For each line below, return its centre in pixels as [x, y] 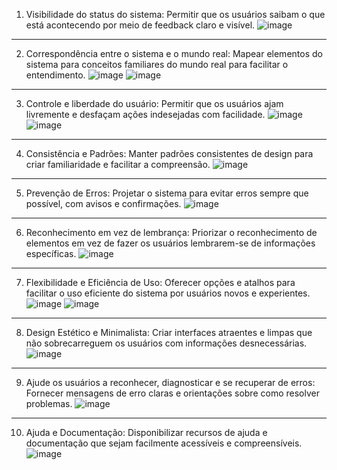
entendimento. [55, 75]
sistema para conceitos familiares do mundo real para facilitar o [157, 64]
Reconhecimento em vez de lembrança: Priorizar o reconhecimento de [171, 232]
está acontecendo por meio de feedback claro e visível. [140, 25]
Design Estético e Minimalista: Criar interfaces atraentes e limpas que [169, 332]
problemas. [49, 403]
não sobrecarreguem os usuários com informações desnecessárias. [166, 343]
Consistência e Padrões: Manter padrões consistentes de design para [169, 153]
